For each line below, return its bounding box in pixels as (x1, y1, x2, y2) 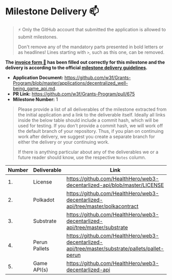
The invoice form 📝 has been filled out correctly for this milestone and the (5, 59, 165, 65)
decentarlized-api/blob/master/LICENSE (66, 182, 164, 189)
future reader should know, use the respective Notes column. (17, 154, 146, 161)
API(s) (33, 266, 49, 273)
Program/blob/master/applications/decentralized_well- (12, 79, 128, 86)
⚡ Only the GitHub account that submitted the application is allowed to (17, 26, 166, 32)
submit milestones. (17, 33, 58, 40)
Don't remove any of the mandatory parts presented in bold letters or (17, 44, 164, 50)
